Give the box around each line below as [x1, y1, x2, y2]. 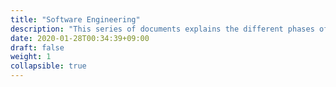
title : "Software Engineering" [10, 14, 141, 25]
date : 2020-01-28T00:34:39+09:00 [10, 33, 150, 43]
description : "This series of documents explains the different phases [10, 24, 315, 34]
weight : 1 [10, 52, 52, 62]
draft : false [10, 42, 65, 53]
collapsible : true [10, 61, 87, 71]
